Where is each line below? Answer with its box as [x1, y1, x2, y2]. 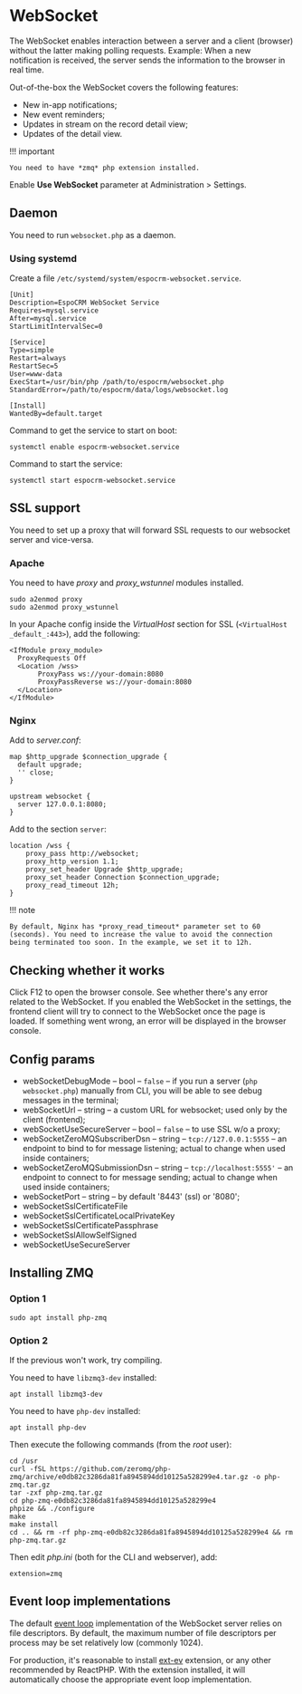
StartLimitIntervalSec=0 [9, 322, 103, 332]
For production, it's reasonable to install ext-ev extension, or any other [9, 1654, 271, 1665]
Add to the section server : [9, 823, 107, 834]
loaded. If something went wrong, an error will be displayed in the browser [9, 1015, 287, 1026]
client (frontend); [22, 1114, 86, 1125]
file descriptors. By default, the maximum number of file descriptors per [9, 1627, 278, 1638]
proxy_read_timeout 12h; [25, 881, 119, 890]
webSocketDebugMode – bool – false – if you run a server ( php [22, 1075, 258, 1087]
